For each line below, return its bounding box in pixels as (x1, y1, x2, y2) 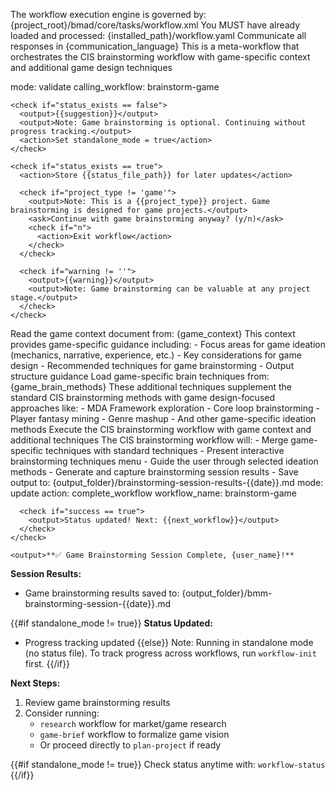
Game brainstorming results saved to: (24, 587, 180, 599)
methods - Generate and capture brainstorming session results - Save (10, 466, 299, 478)
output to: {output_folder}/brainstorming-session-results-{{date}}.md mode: (10, 477, 324, 488)
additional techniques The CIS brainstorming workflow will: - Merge (10, 434, 289, 446)
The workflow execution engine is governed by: (10, 9, 207, 20)
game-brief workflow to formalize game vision (39, 729, 230, 740)
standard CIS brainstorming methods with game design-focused (10, 392, 276, 403)
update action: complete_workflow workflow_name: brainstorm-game (10, 487, 297, 499)
